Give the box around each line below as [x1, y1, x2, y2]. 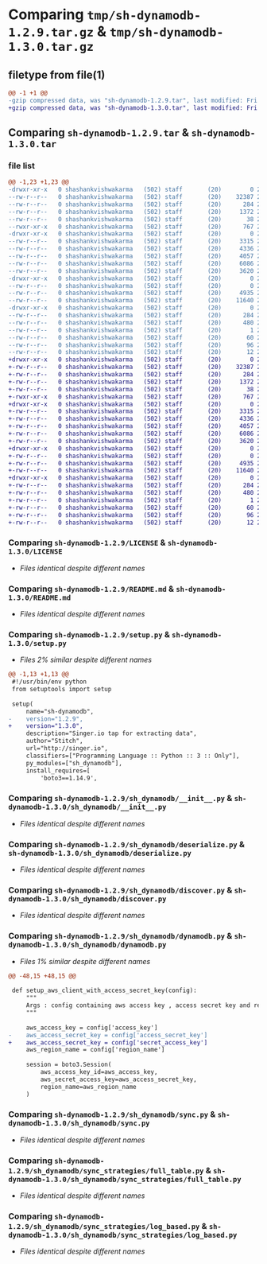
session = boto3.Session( [25, 1060, 112, 1069]
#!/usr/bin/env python [11, 678, 87, 686]
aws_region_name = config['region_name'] [25, 1046, 165, 1054]
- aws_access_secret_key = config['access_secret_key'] [8, 1031, 208, 1039]
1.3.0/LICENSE [8, 547, 63, 556]
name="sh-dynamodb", [25, 707, 94, 715]
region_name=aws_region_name [40, 1083, 137, 1091]
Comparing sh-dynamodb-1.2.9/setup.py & [8, 628, 171, 640]
